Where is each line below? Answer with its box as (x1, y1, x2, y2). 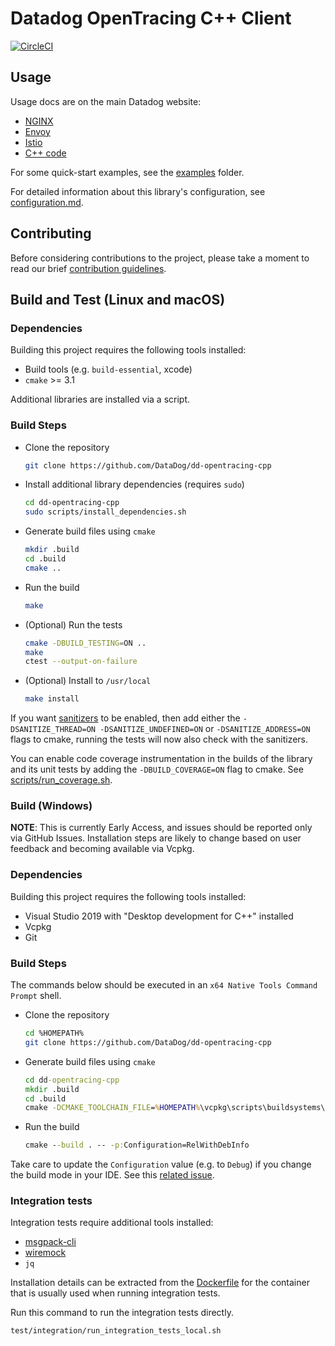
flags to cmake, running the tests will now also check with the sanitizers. (10, 733, 309, 746)
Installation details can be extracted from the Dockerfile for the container (10, 1277, 310, 1289)
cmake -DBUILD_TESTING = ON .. (24, 638, 147, 648)
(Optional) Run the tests (24, 618, 123, 631)
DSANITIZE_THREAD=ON (10, 725, 97, 735)
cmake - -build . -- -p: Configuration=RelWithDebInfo (24, 1140, 250, 1151)
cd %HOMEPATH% (24, 1028, 84, 1039)
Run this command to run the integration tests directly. (10, 1307, 234, 1319)
